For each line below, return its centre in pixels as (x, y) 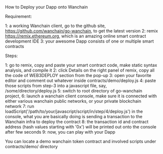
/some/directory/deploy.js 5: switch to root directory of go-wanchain (74, 91)
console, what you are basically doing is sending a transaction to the (74, 116)
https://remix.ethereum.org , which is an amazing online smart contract (76, 36)
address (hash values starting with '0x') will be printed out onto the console (81, 127)
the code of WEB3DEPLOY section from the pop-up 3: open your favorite (78, 75)
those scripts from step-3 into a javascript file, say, (56, 86)
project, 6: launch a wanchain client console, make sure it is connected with (81, 96)
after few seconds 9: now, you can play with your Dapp (60, 132)
